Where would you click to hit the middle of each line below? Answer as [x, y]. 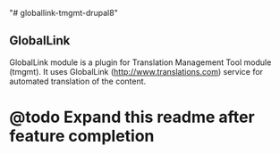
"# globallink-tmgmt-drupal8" [64, 13]
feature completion [82, 136]
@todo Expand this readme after [132, 117]
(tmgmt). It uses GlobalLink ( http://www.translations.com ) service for [136, 71]
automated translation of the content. [78, 81]
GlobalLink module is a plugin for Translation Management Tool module [140, 62]
